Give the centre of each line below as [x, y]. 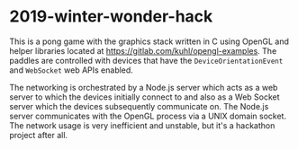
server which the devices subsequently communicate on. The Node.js [139, 106]
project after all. [39, 135]
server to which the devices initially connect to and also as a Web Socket [145, 97]
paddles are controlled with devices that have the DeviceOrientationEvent [146, 60]
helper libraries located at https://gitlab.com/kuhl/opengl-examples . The [143, 50]
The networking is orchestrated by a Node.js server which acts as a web [144, 87]
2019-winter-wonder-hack [111, 17]
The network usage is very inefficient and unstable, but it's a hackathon [142, 125]
